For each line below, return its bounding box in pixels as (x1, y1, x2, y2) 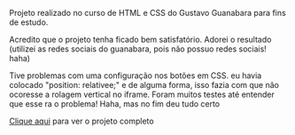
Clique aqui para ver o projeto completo (9, 115, 154, 126)
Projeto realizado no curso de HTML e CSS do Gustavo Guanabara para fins (9, 8, 286, 18)
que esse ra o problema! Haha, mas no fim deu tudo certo (9, 99, 221, 109)
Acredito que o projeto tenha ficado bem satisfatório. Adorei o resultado (9, 35, 272, 44)
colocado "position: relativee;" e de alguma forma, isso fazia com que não (9, 80, 279, 90)
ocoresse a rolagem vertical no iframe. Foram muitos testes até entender (9, 89, 275, 99)
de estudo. (9, 17, 49, 28)
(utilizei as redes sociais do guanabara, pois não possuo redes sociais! (9, 44, 268, 54)
